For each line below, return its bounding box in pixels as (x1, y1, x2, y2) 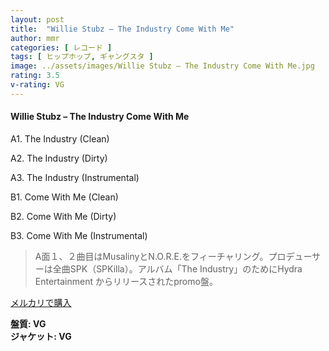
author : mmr (10, 33, 60, 43)
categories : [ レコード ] (10, 42, 113, 53)
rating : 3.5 (10, 71, 60, 81)
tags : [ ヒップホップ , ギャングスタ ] (10, 52, 154, 62)
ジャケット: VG (10, 330, 72, 342)
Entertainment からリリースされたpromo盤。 (34, 275, 218, 287)
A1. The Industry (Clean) (10, 132, 110, 145)
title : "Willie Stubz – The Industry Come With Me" (10, 24, 235, 34)
